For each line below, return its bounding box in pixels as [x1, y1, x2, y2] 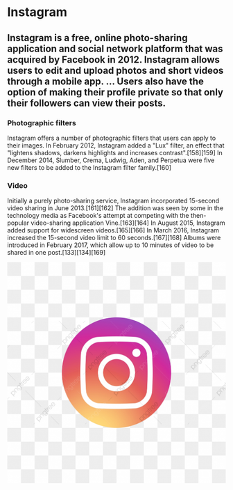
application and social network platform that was [7, 42, 223, 54]
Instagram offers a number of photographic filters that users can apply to [7, 134, 216, 142]
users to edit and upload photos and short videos [7, 64, 224, 77]
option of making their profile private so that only [7, 86, 224, 98]
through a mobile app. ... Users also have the [7, 75, 205, 87]
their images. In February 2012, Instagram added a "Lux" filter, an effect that [7, 141, 225, 150]
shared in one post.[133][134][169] [7, 248, 106, 257]
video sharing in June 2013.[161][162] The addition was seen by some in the [7, 204, 224, 212]
